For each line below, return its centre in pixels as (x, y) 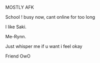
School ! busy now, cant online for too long (50, 17)
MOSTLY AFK (20, 7)
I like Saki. (16, 27)
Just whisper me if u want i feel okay (44, 46)
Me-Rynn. (16, 37)
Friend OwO (18, 56)
